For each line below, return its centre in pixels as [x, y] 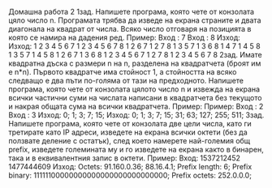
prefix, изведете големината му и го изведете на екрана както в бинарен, [136, 150]
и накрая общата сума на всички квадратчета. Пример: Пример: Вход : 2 [136, 106]
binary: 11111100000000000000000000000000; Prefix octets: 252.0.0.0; [130, 175]
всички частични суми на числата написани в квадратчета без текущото [135, 98]
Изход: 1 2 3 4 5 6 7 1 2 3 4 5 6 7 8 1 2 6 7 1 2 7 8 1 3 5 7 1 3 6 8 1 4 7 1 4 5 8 [135, 46]
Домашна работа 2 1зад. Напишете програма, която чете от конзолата [131, 12]
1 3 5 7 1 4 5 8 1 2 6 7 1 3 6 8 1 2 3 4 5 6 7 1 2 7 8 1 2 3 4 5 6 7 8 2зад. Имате [135, 55]
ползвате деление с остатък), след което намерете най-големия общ [130, 141]
